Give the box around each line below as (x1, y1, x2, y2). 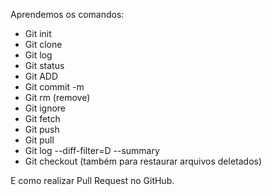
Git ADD (24, 70, 59, 82)
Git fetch (24, 113, 61, 124)
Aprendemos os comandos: (10, 9, 125, 20)
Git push (24, 124, 60, 135)
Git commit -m (24, 81, 85, 93)
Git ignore (24, 102, 66, 114)
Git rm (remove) (24, 92, 91, 103)
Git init (24, 28, 52, 39)
